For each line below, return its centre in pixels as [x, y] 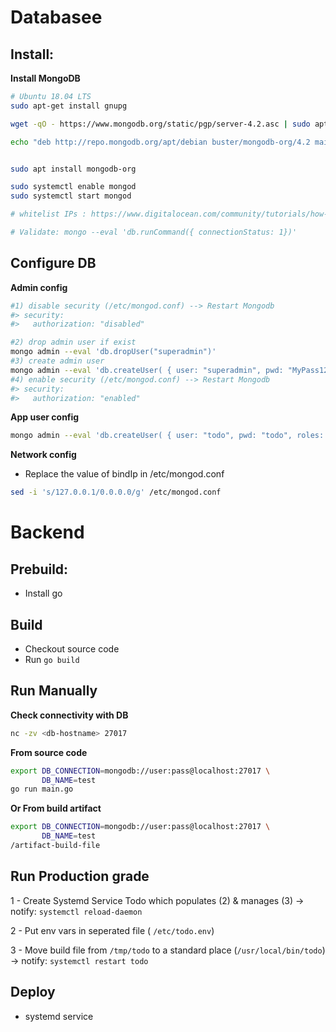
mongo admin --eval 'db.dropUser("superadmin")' [113, 352]
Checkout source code [72, 649]
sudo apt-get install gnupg [69, 106]
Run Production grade [80, 876]
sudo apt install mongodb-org [73, 169]
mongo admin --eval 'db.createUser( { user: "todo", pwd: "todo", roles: [167, 436]
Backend [47, 532]
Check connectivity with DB [69, 715]
